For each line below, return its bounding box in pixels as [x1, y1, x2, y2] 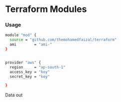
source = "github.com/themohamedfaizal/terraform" [9, 37, 117, 42]
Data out [5, 92, 23, 98]
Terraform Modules [5, 3, 87, 15]
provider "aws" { [5, 60, 41, 65]
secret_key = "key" [9, 74, 50, 79]
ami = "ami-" [9, 42, 52, 47]
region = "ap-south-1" [9, 64, 66, 69]
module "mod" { [5, 32, 37, 38]
